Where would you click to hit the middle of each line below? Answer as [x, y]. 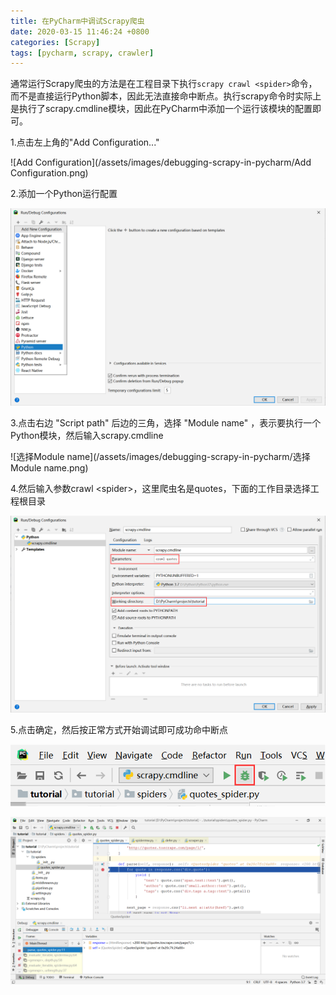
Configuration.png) [49, 173]
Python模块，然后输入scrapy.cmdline [87, 435]
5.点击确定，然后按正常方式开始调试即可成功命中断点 [119, 730]
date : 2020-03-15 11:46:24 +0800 [80, 31]
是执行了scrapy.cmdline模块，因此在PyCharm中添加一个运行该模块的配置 [161, 109]
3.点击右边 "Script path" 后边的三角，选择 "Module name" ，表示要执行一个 [166, 422]
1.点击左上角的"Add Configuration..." [85, 142]
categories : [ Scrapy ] [55, 42]
